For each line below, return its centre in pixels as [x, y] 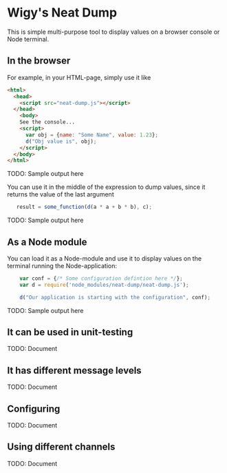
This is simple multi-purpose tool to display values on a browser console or [113, 32]
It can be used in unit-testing [70, 332]
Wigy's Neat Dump [62, 13]
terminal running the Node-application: [62, 265]
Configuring [34, 409]
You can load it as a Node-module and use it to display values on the [104, 258]
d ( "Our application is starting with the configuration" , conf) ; [115, 297]
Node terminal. [28, 39]
